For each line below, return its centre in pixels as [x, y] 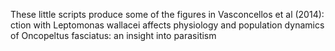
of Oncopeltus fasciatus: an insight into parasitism [113, 35]
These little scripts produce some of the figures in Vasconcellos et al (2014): [167, 14]
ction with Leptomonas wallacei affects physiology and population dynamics [167, 25]
